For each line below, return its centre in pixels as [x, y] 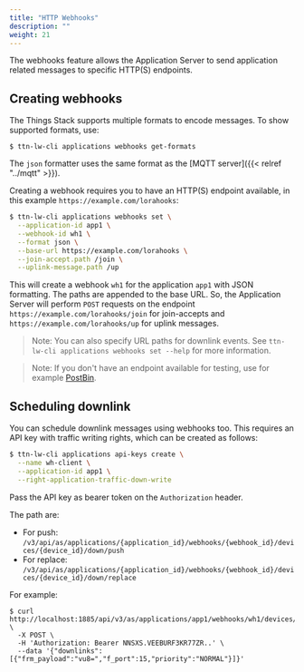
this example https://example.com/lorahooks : [94, 200]
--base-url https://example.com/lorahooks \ [103, 250]
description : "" [40, 26]
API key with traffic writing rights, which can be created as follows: [134, 438]
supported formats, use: [54, 130]
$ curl [22, 611]
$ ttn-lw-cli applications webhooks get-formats [103, 147]
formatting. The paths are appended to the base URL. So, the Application [145, 295]
